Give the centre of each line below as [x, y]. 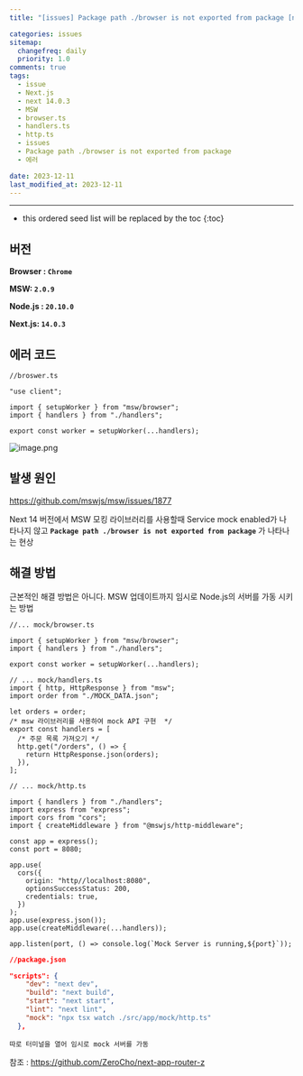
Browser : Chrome [41, 271]
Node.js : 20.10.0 [42, 307]
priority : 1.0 [44, 60]
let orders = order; [48, 712]
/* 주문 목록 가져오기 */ [59, 739]
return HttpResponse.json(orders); [92, 754]
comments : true [38, 68]
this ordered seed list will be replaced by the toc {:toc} [123, 218]
